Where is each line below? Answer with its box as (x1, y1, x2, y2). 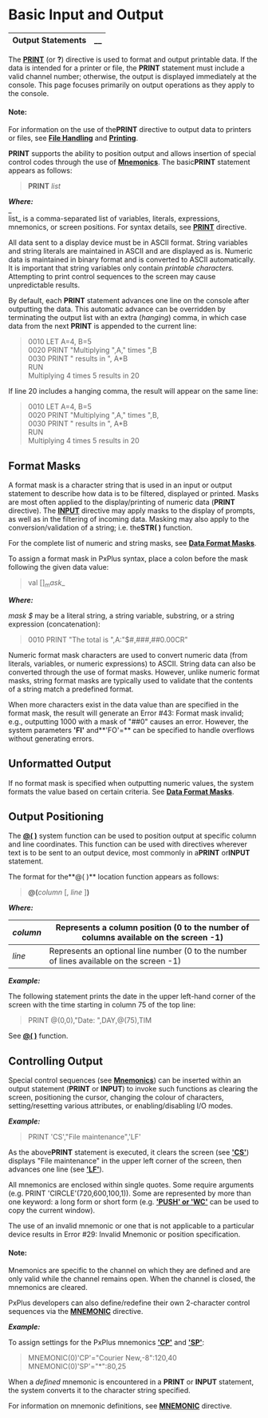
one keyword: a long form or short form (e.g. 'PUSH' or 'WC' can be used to (8, 1197, 259, 1207)
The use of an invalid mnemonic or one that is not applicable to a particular (8, 1221, 254, 1231)
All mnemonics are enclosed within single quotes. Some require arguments (8, 1180, 254, 1190)
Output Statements (12, 34, 87, 46)
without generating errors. (8, 734, 94, 743)
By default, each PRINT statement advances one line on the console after (8, 296, 250, 306)
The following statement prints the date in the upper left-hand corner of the (8, 991, 256, 1001)
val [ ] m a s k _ (27, 578, 65, 589)
